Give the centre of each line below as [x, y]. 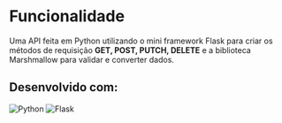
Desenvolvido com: [64, 87]
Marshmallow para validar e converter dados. [92, 59]
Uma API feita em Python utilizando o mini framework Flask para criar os [141, 41]
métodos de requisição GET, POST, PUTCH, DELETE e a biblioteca [130, 50]
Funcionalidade [67, 16]
